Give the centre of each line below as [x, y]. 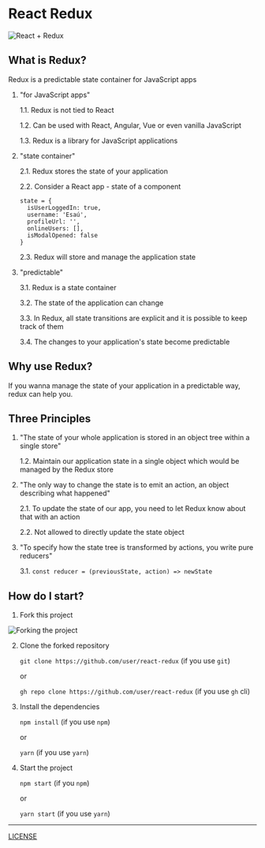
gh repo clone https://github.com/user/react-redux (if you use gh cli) [135, 692]
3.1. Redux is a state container [68, 287]
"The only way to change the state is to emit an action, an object [124, 485]
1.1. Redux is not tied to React [67, 110]
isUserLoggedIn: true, [64, 207]
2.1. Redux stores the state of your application [93, 171]
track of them [41, 326]
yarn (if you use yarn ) [54, 753]
